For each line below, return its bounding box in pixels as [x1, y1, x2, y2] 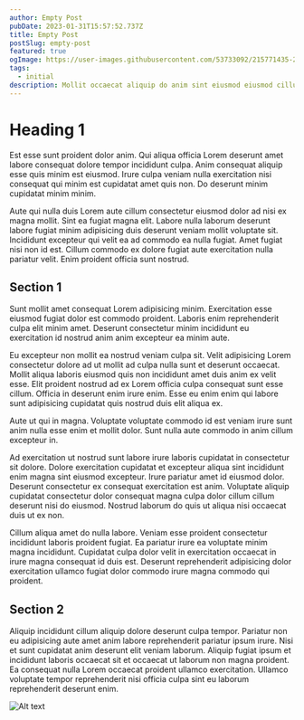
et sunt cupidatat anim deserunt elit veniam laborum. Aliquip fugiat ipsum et [9, 645, 291, 656]
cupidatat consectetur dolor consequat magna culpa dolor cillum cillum [9, 490, 275, 502]
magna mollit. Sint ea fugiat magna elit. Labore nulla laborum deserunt [9, 214, 271, 226]
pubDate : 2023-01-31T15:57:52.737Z [9, 22, 144, 31]
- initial [17, 72, 54, 81]
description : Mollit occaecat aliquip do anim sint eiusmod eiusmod [9, 81, 273, 90]
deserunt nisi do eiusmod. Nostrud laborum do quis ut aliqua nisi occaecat [9, 500, 287, 511]
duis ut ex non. [9, 510, 65, 521]
